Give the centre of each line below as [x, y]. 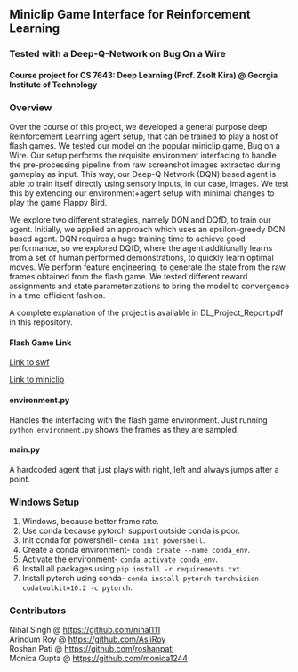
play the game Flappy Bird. [58, 203]
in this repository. [41, 322]
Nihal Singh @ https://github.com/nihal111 [85, 630]
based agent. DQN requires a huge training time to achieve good [128, 239]
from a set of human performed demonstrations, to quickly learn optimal [141, 258]
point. [20, 479]
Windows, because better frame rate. [90, 522]
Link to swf [30, 362]
